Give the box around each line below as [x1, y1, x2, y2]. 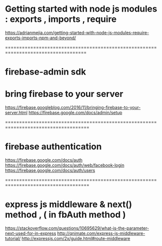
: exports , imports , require [5, 14, 117, 25]
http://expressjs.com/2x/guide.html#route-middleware [21, 235, 130, 241]
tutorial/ [5, 235, 21, 241]
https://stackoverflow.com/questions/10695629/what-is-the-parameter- [5, 225, 149, 231]
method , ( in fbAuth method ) [5, 209, 126, 220]
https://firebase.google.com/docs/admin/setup [28, 110, 123, 116]
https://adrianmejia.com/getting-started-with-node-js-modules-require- [5, 30, 149, 35]
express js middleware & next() [5, 199, 132, 210]
